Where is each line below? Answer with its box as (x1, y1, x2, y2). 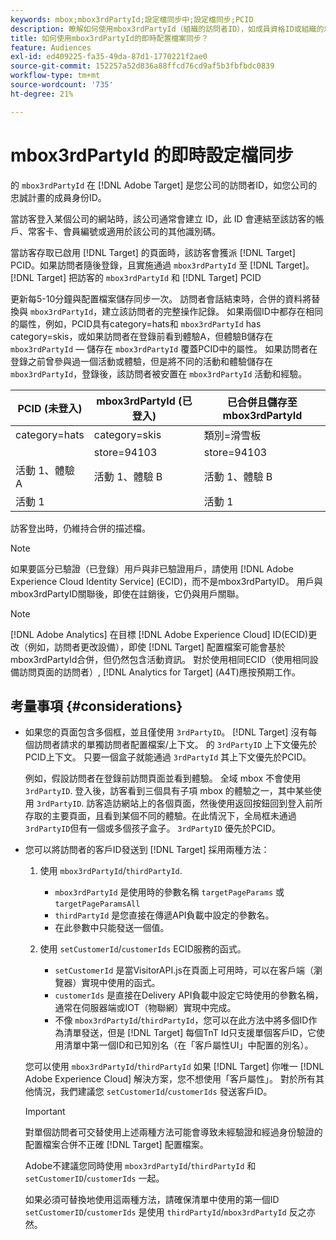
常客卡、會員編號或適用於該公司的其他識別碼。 (27, 225, 221, 237)
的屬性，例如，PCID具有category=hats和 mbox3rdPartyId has (10, 317, 262, 330)
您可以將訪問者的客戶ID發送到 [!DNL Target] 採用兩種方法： (24, 844, 270, 856)
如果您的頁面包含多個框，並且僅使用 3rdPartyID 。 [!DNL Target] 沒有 (24, 726, 309, 738)
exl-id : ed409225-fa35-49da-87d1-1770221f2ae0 (10, 52, 208, 62)
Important (24, 1106, 66, 1118)
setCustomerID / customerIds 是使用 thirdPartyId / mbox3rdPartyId (24, 1206, 287, 1218)
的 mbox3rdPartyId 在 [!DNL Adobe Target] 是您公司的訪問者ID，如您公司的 (10, 179, 318, 191)
